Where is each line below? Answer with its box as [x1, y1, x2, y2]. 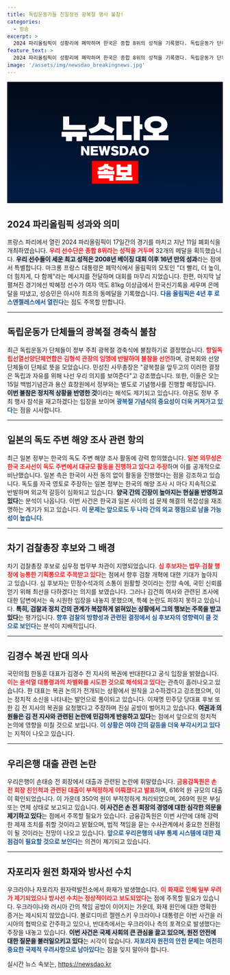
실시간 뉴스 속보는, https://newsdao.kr [7, 960, 112, 968]
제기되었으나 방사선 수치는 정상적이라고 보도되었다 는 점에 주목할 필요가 [14, 893, 202, 902]
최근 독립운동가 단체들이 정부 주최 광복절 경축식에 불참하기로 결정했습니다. [7, 346, 205, 354]
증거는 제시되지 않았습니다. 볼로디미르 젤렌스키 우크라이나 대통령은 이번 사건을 [7, 911, 216, 919]
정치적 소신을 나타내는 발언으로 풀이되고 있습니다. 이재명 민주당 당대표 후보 [14, 695, 214, 703]
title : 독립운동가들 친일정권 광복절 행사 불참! [7, 11, 124, 18]
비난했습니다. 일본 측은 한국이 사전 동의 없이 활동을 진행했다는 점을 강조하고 [7, 470, 208, 479]
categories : [7, 18, 41, 25]
